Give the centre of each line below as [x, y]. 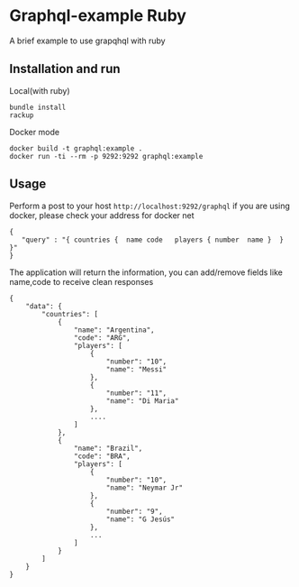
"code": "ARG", [102, 338]
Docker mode [35, 132]
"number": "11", [136, 393]
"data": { [44, 306]
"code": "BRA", [102, 456]
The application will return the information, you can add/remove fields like [146, 272]
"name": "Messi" [136, 369]
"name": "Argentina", [114, 330]
